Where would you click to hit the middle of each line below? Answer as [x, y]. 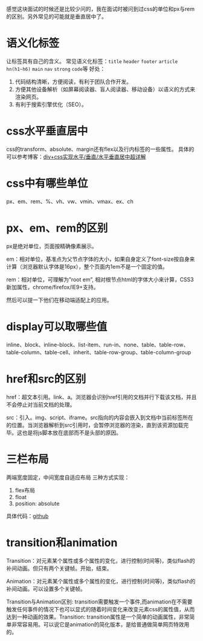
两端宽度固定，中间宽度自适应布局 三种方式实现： [68, 477]
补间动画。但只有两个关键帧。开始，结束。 [59, 568]
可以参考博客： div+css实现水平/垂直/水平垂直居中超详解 [76, 156]
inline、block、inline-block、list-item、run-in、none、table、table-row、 [98, 344]
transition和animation [62, 542]
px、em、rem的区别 [57, 228]
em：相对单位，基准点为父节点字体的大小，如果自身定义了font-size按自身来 [101, 259]
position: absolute [37, 503]
